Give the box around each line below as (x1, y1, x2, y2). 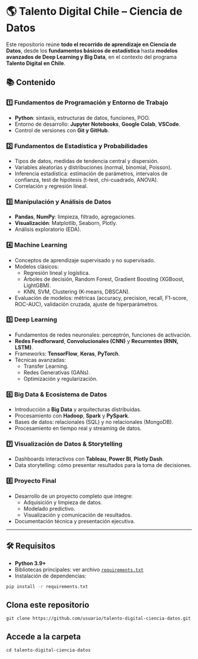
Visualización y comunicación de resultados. (23, 511, 132, 518)
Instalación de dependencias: (14, 572, 87, 579)
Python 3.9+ (14, 559, 46, 567)
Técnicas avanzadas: (14, 356, 66, 363)
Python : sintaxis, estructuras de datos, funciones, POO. (14, 114, 150, 121)
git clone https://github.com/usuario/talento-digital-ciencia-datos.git (6, 615, 192, 622)
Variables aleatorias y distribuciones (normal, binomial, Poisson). (14, 164, 172, 171)
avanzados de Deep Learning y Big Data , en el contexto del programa (6, 53, 177, 60)
